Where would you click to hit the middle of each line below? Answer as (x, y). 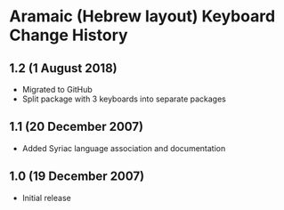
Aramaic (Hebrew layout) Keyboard (142, 16)
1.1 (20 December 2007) (77, 127)
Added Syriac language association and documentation (124, 148)
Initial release (46, 198)
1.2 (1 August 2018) (63, 68)
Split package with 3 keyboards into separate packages (124, 99)
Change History (69, 35)
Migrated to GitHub (57, 89)
